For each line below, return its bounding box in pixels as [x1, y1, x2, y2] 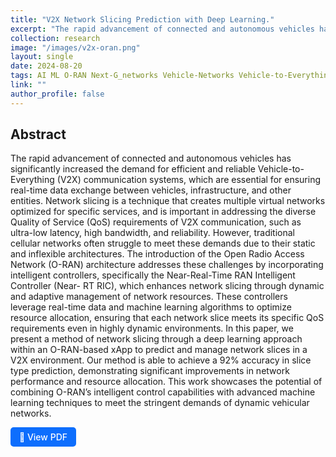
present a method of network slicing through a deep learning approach [10, 333, 303, 345]
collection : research [10, 33, 101, 43]
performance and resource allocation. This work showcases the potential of [10, 376, 323, 388]
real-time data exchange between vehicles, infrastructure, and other [10, 184, 292, 196]
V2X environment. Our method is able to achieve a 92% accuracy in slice [10, 354, 312, 366]
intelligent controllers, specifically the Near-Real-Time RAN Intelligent [10, 269, 296, 281]
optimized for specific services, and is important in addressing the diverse [10, 206, 317, 218]
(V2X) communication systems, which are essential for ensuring [56, 174, 321, 186]
